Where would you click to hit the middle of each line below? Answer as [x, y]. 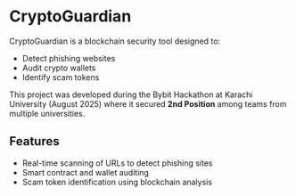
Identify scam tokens [61, 77]
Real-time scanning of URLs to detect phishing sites [117, 163]
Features [34, 141]
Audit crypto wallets [59, 68]
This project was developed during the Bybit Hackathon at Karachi [131, 94]
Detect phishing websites [69, 58]
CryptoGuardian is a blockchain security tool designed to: [115, 41]
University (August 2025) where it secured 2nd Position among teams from [148, 103]
